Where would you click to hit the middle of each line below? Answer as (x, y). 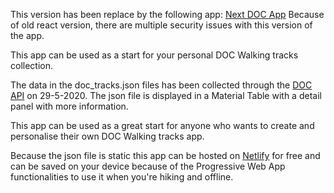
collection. (32, 65)
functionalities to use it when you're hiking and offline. (122, 177)
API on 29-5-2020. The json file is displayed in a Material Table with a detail (166, 95)
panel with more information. (69, 106)
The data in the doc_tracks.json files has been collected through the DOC (161, 85)
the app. (27, 35)
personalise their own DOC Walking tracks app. (107, 136)
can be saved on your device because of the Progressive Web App (148, 166)
